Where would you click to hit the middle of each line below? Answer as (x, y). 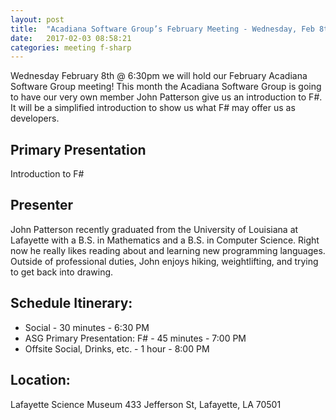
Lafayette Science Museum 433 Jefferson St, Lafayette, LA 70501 (146, 404)
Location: (40, 380)
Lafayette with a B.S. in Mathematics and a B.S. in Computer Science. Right (165, 240)
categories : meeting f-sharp (71, 47)
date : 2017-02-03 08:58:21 (71, 38)
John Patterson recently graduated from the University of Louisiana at (154, 229)
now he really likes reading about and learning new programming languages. (168, 250)
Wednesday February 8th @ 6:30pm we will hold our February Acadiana (159, 76)
